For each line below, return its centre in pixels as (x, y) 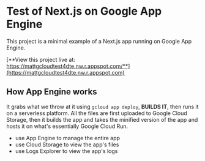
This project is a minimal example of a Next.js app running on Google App (99, 41)
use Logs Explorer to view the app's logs (66, 151)
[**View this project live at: (41, 59)
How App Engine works (52, 92)
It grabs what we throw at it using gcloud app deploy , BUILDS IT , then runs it (102, 107)
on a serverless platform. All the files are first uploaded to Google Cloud (97, 113)
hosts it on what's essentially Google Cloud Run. (67, 126)
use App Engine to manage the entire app (68, 138)
